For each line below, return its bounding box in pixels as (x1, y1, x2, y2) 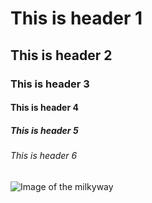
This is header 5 (10, 124, 79, 136)
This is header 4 (10, 102, 79, 114)
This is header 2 (10, 47, 113, 64)
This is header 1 (10, 7, 143, 30)
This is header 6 (10, 150, 78, 162)
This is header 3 (10, 77, 90, 91)
